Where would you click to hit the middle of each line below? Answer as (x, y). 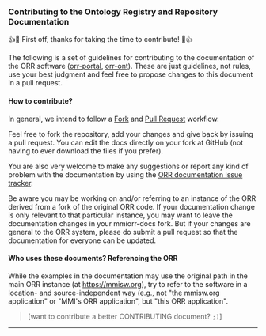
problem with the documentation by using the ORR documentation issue (125, 174)
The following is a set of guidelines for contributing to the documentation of (131, 58)
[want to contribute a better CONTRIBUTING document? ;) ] (125, 316)
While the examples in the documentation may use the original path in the (128, 276)
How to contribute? (40, 100)
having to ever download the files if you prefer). (86, 151)
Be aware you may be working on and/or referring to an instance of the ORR (132, 198)
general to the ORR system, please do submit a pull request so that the (123, 232)
